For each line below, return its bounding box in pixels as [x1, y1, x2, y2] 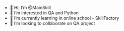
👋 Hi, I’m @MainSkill [9, 5, 51, 10]
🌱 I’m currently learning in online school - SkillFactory [9, 15, 120, 21]
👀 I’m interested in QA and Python [9, 10, 79, 16]
